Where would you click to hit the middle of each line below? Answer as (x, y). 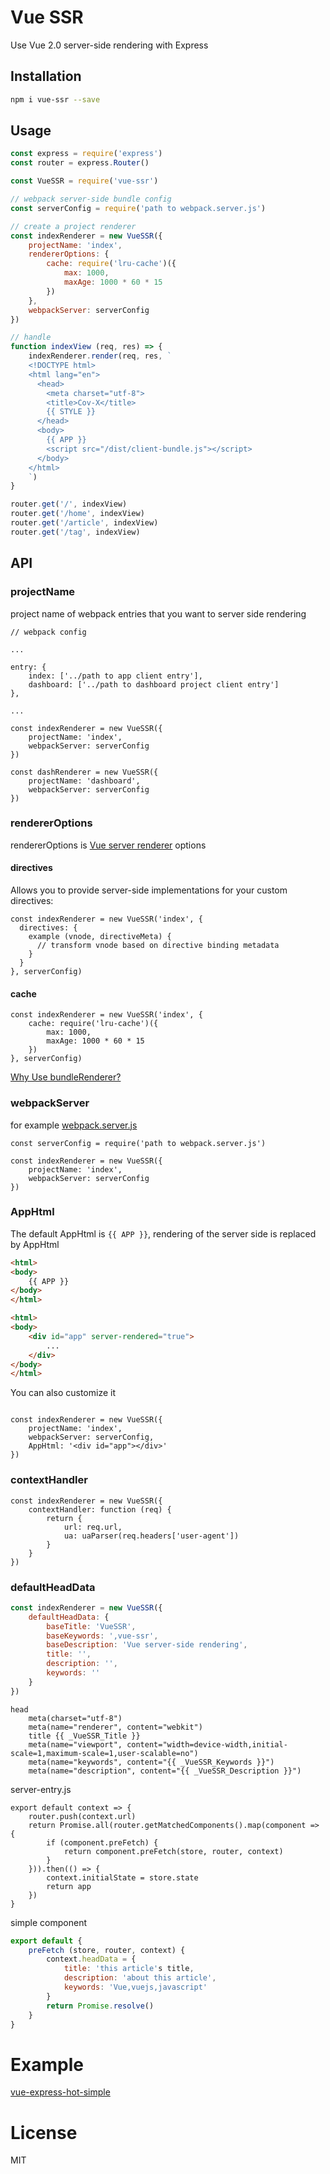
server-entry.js (41, 1789)
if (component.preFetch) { (102, 1842)
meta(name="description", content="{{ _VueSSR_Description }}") (165, 1771)
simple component (49, 1922)
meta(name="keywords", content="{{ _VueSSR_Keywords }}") (151, 1762)
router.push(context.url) (82, 1816)
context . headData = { (91, 1959)
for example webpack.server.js (74, 1125)
